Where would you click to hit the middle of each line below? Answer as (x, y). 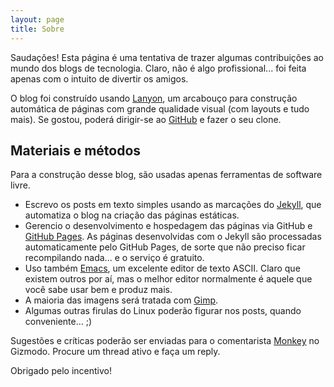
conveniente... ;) (58, 322)
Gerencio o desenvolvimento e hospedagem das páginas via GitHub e (168, 226)
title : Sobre (37, 29)
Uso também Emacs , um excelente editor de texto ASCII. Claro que (162, 268)
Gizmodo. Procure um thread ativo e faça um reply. (115, 352)
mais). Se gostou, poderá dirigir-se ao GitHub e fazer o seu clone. (146, 119)
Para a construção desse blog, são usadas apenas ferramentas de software (166, 175)
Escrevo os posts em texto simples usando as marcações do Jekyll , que (173, 205)
